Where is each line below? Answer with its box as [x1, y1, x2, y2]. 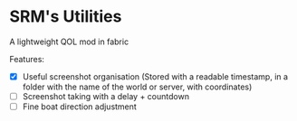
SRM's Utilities [9, 6, 122, 27]
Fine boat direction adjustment [22, 101, 138, 112]
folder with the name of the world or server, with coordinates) [22, 81, 253, 92]
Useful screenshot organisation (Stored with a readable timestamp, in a [22, 70, 288, 82]
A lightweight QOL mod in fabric [9, 36, 129, 47]
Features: [9, 53, 45, 64]
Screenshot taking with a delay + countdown [22, 91, 190, 101]
